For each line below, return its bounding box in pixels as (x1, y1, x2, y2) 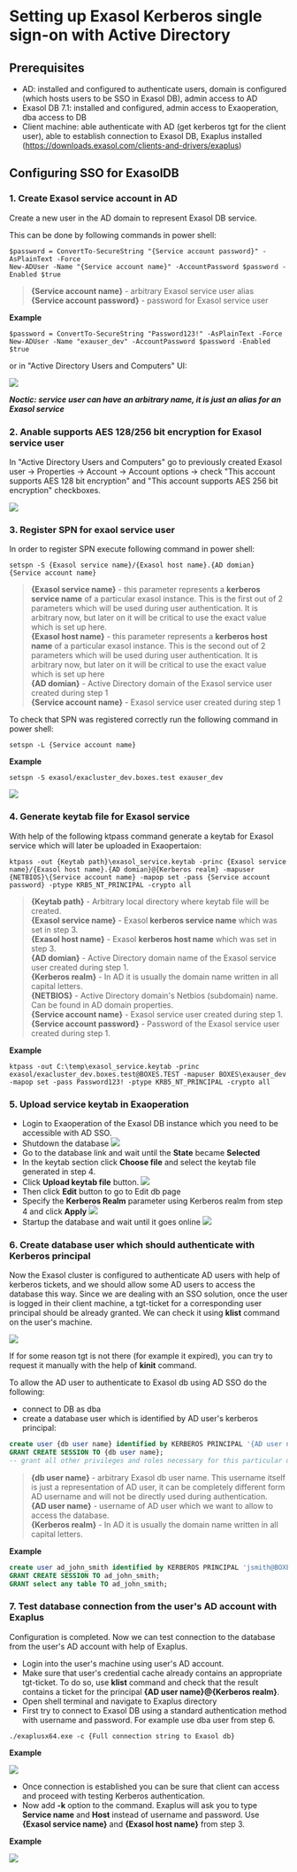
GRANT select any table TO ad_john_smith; (9, 1579, 168, 1589)
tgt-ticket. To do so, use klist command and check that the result (21, 1676, 259, 1688)
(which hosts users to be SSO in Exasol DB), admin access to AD (21, 93, 258, 104)
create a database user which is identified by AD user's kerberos (21, 1413, 259, 1424)
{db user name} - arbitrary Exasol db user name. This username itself (30, 1472, 286, 1482)
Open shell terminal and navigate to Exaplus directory (21, 1696, 217, 1706)
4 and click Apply (21, 1206, 88, 1217)
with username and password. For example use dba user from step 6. (21, 1714, 276, 1725)
